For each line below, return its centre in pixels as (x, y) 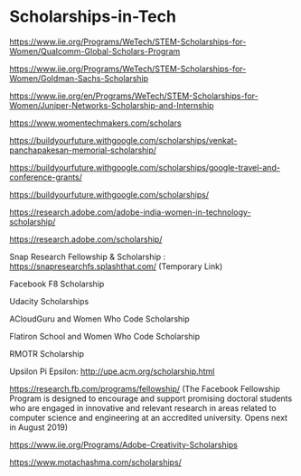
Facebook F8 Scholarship (57, 284)
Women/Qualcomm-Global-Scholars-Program (95, 51)
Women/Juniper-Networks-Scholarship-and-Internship (112, 105)
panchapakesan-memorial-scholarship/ (83, 150)
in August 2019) (39, 427)
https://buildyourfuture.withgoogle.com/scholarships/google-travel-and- (145, 167)
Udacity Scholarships (49, 301)
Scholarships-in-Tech (93, 17)
